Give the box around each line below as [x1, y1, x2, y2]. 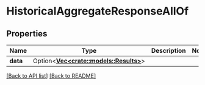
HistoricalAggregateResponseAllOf [6, 4, 189, 18]
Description [151, 47, 186, 55]
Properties [6, 29, 48, 39]
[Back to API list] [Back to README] [6, 72, 96, 80]
